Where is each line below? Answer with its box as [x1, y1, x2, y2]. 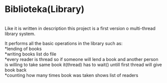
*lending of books [5, 45, 42, 51]
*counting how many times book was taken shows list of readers [5, 72, 138, 78]
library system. [5, 30, 36, 36]
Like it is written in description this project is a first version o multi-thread [5, 25, 156, 31]
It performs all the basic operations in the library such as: [5, 40, 123, 46]
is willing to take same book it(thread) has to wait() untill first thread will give [5, 61, 162, 67]
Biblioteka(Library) [5, 3, 85, 15]
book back [5, 66, 27, 73]
